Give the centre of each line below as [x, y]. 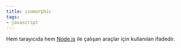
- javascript [22, 22]
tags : [13, 17]
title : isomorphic [29, 11]
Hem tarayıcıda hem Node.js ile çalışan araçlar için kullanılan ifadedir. [90, 39]
